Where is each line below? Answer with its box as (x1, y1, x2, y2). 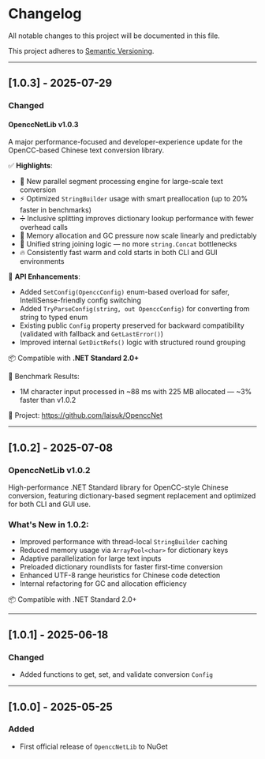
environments (19, 257, 65, 266)
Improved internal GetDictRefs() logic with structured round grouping (19, 337, 246, 348)
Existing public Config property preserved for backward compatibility (19, 321, 244, 330)
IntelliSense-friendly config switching (19, 295, 142, 305)
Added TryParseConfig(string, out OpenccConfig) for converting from (19, 304, 250, 314)
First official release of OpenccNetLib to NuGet (19, 742, 168, 751)
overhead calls (19, 223, 69, 232)
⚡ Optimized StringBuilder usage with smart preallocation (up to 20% (19, 194, 248, 204)
